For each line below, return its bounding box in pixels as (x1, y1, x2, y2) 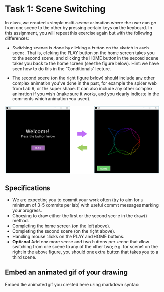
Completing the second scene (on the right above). (12, 228, 116, 234)
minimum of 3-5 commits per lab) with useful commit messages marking (12, 202, 159, 208)
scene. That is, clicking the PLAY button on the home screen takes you (12, 50, 155, 56)
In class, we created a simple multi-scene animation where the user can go (5, 20, 157, 25)
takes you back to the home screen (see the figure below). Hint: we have (12, 60, 159, 66)
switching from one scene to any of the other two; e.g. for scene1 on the (12, 243, 158, 249)
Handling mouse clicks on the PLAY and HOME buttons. (12, 233, 125, 239)
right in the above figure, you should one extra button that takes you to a (12, 249, 158, 255)
